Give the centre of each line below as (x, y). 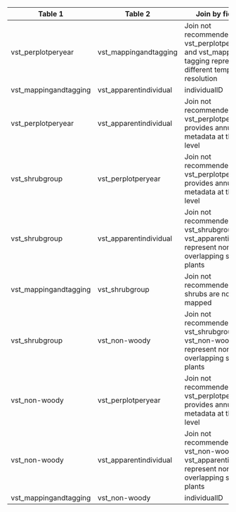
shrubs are (202, 294)
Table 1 (51, 14)
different (198, 70)
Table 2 (138, 14)
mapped (198, 303)
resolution (201, 78)
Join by (208, 14)
